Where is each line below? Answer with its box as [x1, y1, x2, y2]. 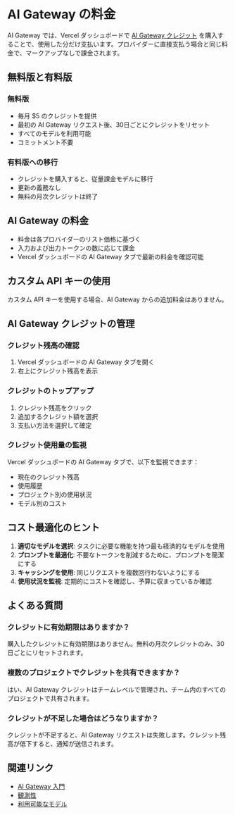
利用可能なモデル [17, 800, 68, 808]
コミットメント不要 [17, 138, 74, 147]
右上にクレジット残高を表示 [17, 367, 99, 375]
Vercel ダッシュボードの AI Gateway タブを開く [17, 358, 155, 366]
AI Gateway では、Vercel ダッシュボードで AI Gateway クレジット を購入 [7, 31, 218, 39]
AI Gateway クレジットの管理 [7, 318, 135, 330]
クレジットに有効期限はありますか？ [7, 622, 130, 632]
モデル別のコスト [17, 499, 68, 507]
